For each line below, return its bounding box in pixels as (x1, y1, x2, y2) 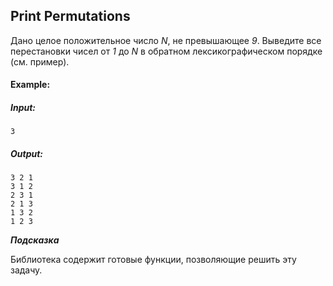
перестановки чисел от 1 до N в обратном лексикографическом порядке (10, 45, 323, 57)
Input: (10, 102, 37, 113)
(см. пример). (10, 55, 70, 68)
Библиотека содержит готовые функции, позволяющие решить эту (10, 254, 297, 266)
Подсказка (10, 234, 60, 246)
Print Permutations (10, 8, 131, 25)
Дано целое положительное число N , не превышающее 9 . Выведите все (10, 34, 322, 46)
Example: (10, 79, 51, 91)
